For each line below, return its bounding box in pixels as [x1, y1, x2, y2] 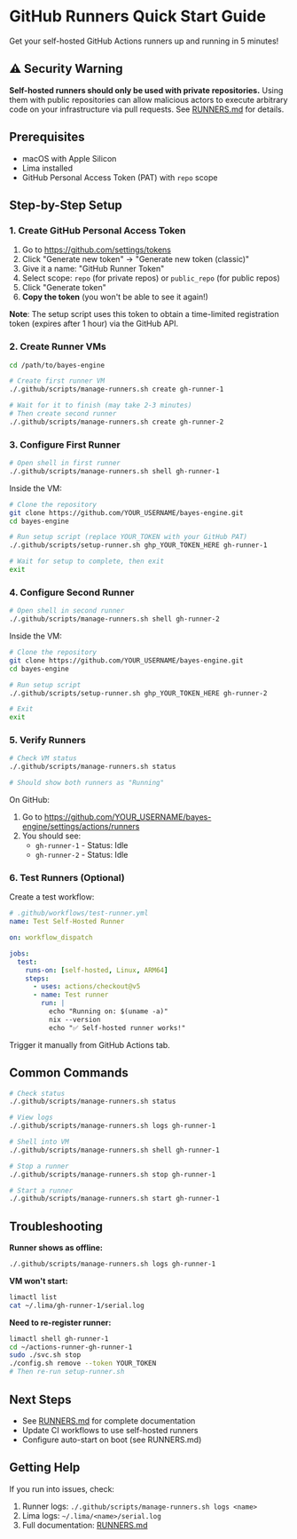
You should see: [21, 830, 82, 841]
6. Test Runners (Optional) [9, 871, 126, 884]
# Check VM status [9, 754, 77, 763]
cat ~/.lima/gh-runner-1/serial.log [9, 1301, 145, 1310]
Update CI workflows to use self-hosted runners [21, 1424, 199, 1435]
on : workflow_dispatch [9, 933, 93, 942]
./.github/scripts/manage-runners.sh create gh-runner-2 [9, 417, 224, 426]
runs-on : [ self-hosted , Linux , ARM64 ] [25, 965, 168, 974]
